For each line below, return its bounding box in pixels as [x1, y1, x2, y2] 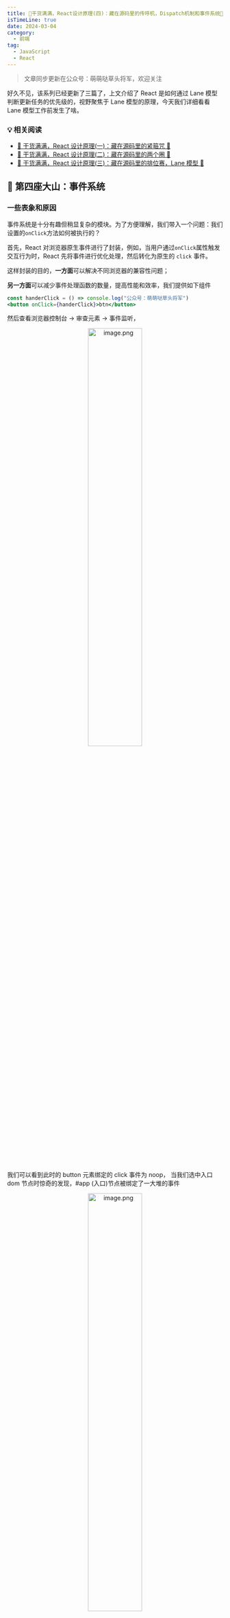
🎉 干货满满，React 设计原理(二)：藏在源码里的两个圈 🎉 [16, 150, 171, 158]
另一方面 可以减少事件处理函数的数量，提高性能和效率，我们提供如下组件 [7, 281, 211, 289]
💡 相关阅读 [7, 125, 42, 134]
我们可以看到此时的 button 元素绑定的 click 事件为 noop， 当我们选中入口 [7, 1171, 214, 1179]
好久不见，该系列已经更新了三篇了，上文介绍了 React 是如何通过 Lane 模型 [7, 88, 218, 97]
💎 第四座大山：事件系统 [7, 181, 105, 193]
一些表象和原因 [7, 203, 57, 213]
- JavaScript [13, 49, 51, 56]
